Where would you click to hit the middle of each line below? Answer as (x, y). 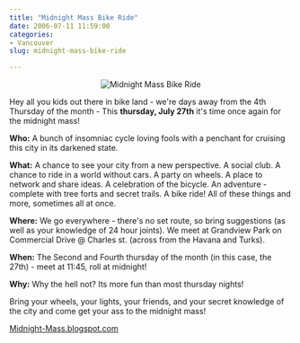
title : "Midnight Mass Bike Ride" (74, 18)
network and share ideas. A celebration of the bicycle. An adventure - (138, 184)
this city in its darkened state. (64, 148)
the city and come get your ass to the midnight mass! (108, 312)
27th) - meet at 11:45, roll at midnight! (78, 267)
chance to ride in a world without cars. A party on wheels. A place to (136, 175)
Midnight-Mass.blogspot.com (64, 329)
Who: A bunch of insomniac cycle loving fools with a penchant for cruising (147, 138)
